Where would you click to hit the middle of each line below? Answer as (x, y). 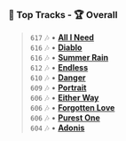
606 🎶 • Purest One (65, 118)
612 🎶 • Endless (59, 68)
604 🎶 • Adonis (57, 128)
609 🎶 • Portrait (58, 87)
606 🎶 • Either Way (64, 98)
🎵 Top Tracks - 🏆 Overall (63, 14)
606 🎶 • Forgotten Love (72, 108)
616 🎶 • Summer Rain (69, 58)
